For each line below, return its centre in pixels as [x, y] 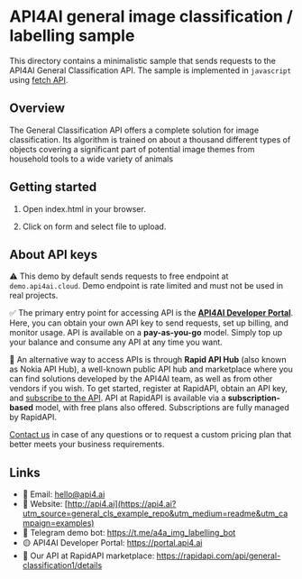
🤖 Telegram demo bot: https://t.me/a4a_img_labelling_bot [129, 533]
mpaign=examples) [58, 523]
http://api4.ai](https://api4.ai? [122, 504]
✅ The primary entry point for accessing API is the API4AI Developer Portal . [151, 313]
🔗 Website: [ [45, 504]
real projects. [34, 296]
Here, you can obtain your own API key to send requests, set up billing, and [149, 323]
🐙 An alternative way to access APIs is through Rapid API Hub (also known [148, 360]
